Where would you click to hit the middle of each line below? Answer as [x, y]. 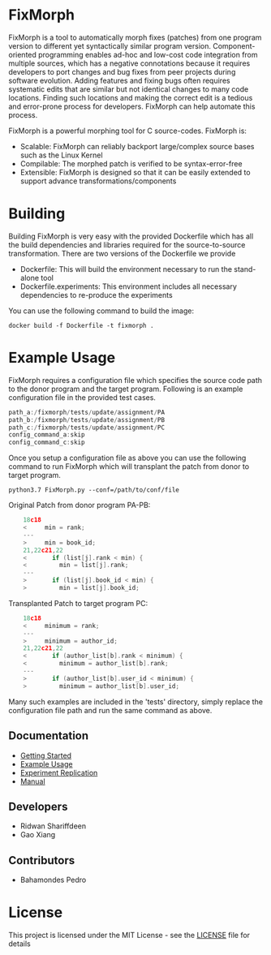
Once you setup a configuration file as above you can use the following [127, 458]
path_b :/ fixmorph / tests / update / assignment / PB [86, 419]
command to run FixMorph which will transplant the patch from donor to [129, 467]
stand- [245, 269]
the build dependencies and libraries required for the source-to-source [127, 244]
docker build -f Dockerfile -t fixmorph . [81, 325]
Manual [33, 781]
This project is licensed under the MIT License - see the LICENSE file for [129, 936]
